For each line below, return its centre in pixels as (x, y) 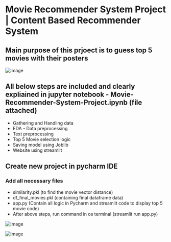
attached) (21, 110)
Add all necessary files (34, 181)
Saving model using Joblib (41, 145)
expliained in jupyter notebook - (57, 95)
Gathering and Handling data (43, 123)
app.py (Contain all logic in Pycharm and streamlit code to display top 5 (88, 203)
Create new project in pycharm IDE (62, 166)
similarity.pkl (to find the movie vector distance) (63, 192)
